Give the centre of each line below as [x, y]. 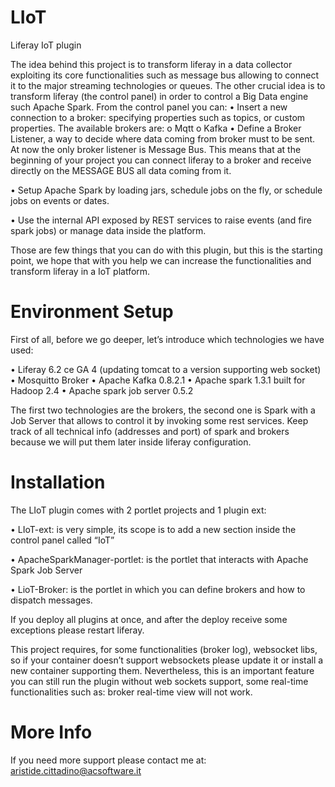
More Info [51, 732]
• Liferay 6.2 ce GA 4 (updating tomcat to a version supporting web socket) [166, 369]
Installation [58, 482]
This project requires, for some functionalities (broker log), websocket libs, [164, 649]
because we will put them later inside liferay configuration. [131, 442]
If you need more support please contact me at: [108, 760]
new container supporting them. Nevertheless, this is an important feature [162, 670]
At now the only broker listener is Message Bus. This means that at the [156, 149]
